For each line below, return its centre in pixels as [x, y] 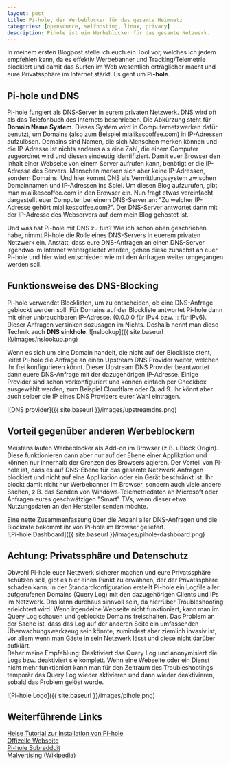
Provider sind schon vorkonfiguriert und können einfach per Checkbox [107, 382]
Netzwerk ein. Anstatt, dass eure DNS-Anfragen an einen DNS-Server [106, 243]
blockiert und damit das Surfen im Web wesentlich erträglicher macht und [112, 67]
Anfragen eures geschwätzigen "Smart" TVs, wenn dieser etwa [97, 499]
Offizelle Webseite [33, 741]
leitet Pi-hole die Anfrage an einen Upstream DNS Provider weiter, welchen [113, 360]
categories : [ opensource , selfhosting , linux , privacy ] [89, 26]
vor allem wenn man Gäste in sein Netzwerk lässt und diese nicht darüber [111, 638]
